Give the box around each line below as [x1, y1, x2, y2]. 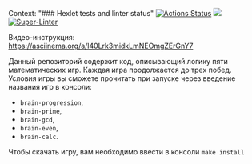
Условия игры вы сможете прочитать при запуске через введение [8, 74, 236, 83]
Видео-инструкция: [8, 33, 75, 42]
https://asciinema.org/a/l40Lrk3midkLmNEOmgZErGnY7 [8, 41, 194, 50]
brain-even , [19, 123, 58, 132]
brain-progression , [19, 98, 84, 107]
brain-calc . [19, 132, 58, 141]
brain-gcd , [19, 114, 55, 124]
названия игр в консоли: [8, 82, 92, 91]
